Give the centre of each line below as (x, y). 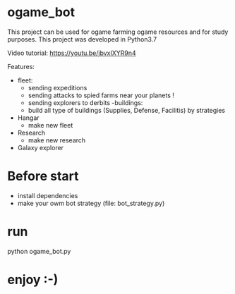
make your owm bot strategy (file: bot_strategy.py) (91, 203)
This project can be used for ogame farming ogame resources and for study (118, 32)
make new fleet (50, 125)
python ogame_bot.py (39, 251)
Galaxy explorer (41, 147)
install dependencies (48, 195)
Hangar (29, 118)
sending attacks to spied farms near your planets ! (101, 95)
